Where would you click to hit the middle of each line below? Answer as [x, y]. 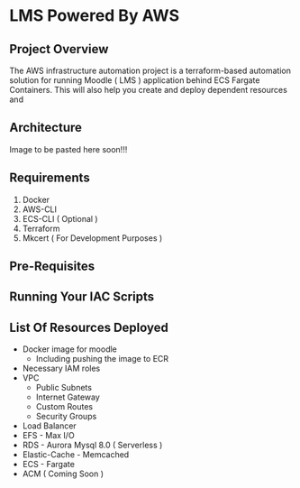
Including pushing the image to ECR [102, 359]
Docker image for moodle [69, 349]
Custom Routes [64, 407]
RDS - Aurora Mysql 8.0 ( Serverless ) [92, 445]
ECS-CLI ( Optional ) [60, 218]
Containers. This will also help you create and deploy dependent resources [149, 90]
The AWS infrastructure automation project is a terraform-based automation [150, 70]
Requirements [50, 178]
